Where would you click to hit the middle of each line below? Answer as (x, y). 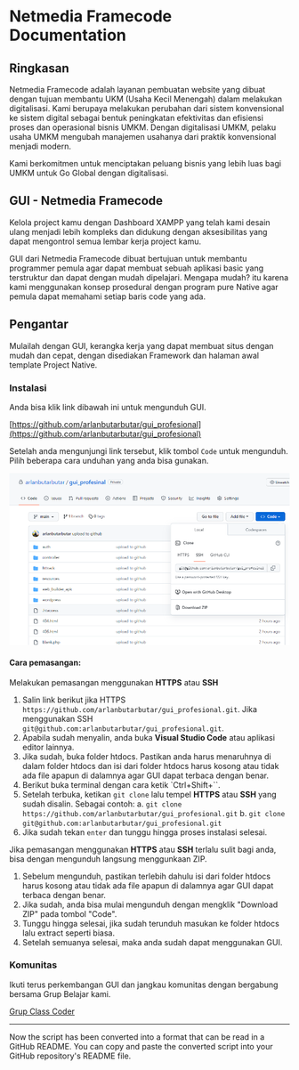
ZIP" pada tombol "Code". (69, 913)
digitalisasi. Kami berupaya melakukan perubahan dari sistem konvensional (147, 108)
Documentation (68, 35)
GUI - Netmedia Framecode (86, 201)
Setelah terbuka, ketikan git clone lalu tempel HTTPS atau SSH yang (149, 794)
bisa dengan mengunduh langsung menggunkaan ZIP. (108, 859)
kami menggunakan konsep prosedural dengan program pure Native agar (144, 287)
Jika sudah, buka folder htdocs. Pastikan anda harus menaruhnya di (146, 756)
